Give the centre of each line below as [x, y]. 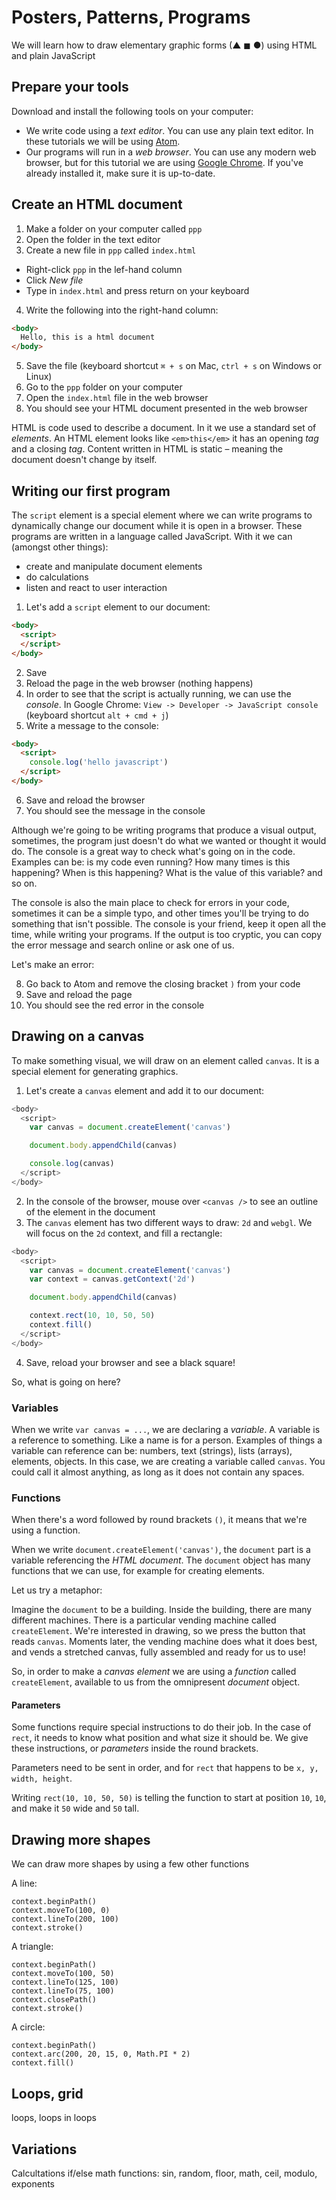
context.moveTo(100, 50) [63, 1974]
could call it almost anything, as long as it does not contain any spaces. [158, 1472]
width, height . [42, 1778]
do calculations [57, 577]
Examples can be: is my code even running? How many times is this [151, 862]
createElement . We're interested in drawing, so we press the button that [158, 1631]
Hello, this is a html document [88, 337]
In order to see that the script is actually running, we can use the [158, 693]
